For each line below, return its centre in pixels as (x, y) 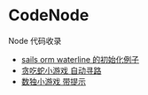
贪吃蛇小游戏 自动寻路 (61, 70)
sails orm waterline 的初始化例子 (80, 59)
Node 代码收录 (35, 40)
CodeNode (49, 15)
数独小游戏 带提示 (53, 81)
